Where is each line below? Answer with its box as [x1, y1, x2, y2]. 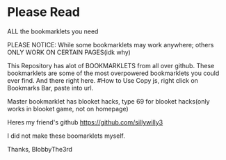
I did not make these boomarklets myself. [7, 131, 125, 140]
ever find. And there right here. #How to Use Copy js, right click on [7, 76, 198, 84]
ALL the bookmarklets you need [7, 27, 99, 35]
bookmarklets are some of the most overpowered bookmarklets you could [7, 69, 220, 77]
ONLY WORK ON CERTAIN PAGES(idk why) [7, 48, 131, 56]
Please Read [7, 4, 80, 20]
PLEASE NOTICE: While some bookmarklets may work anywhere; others [7, 40, 214, 49]
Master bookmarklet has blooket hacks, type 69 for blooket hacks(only [7, 97, 210, 105]
